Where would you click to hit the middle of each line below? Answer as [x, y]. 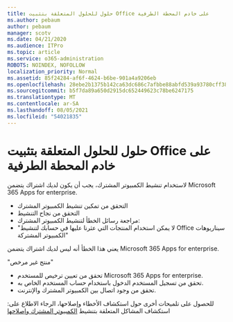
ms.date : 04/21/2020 [37, 39]
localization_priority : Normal [52, 71]
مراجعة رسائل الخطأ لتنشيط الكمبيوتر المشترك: [78, 220]
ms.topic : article [34, 53]
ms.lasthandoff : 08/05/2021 [48, 110]
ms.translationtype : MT [42, 98]
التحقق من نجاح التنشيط [48, 213]
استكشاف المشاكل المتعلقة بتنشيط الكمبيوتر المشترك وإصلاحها [89, 311]
